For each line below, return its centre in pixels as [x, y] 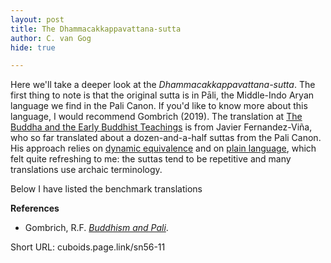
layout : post [37, 19]
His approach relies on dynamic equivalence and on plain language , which [163, 148]
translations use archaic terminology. [86, 170]
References [35, 208]
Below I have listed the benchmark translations [106, 189]
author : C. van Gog [51, 38]
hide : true [33, 47]
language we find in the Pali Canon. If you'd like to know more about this [159, 106]
